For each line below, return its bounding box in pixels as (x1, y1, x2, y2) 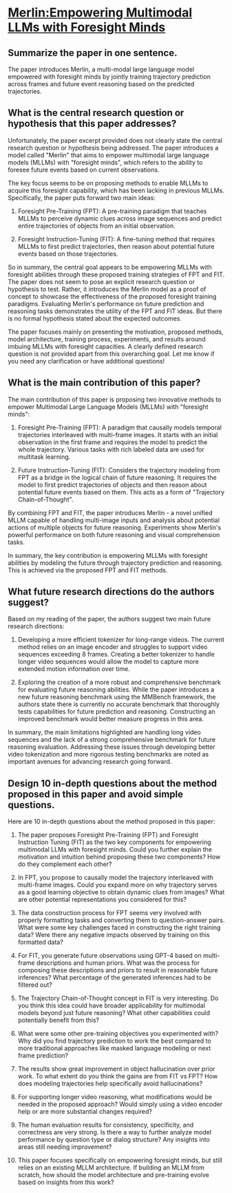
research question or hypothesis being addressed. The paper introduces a (8, 143, 219, 152)
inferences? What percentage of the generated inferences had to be (17, 974, 211, 982)
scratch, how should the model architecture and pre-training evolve (17, 1171, 209, 1179)
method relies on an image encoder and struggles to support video (17, 643, 208, 651)
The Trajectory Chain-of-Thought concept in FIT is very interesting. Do (17, 994, 219, 1003)
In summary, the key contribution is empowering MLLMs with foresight (8, 551, 208, 559)
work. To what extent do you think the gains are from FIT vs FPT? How (17, 1072, 218, 1081)
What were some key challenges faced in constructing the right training (17, 923, 221, 932)
